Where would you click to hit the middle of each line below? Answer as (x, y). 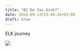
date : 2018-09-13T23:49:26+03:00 (40, 15)
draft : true (18, 19)
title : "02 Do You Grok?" (32, 10)
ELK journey (18, 34)
